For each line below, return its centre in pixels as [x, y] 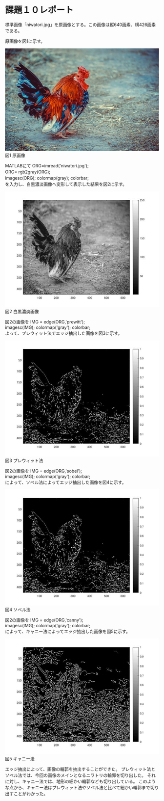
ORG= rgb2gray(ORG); [28, 172]
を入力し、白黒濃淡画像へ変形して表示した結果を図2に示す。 [66, 184]
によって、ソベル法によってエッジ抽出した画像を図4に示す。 [66, 482]
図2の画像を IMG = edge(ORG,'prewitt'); [45, 322]
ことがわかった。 [31, 794]
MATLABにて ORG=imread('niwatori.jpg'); [47, 166]
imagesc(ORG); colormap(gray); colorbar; [47, 178]
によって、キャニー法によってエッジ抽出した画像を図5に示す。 [68, 632]
